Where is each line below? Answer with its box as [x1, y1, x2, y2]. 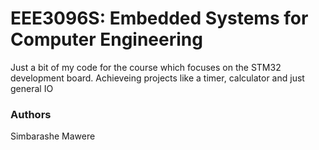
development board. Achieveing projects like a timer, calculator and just [10, 72, 305, 84]
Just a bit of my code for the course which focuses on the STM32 [10, 61, 282, 73]
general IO [10, 82, 54, 94]
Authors [10, 107, 52, 121]
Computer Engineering [10, 28, 203, 51]
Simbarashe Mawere [10, 130, 96, 142]
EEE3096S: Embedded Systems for [10, 7, 309, 30]
